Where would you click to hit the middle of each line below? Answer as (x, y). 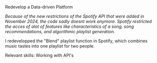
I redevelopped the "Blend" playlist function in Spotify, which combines (76, 41)
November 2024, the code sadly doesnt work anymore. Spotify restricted (78, 21)
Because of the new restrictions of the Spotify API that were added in (75, 16)
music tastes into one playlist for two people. (50, 46)
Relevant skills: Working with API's (39, 55)
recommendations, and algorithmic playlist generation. (60, 31)
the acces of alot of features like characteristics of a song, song (70, 26)
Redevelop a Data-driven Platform (39, 7)
